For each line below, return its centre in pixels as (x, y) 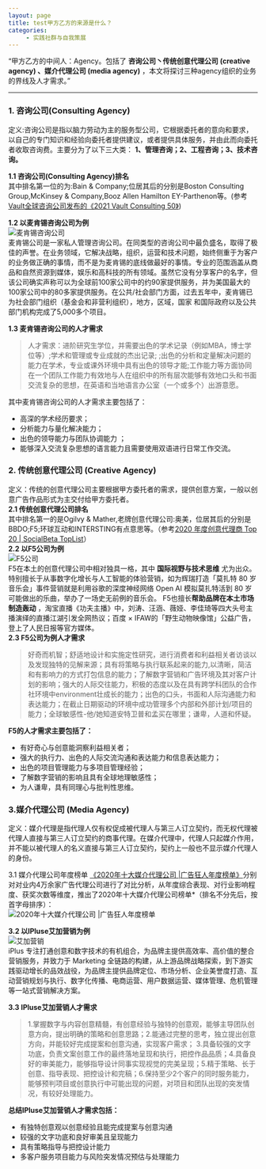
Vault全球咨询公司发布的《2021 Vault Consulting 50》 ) (95, 206)
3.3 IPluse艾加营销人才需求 (53, 1008)
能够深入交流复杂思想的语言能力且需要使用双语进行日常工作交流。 (127, 448)
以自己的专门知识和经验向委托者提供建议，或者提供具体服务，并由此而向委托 (133, 139)
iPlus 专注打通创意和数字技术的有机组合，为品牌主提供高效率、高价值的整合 (131, 951)
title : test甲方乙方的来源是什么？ (60, 23)
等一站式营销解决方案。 (46, 991)
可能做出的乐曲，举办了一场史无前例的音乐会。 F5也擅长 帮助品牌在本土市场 (131, 598)
